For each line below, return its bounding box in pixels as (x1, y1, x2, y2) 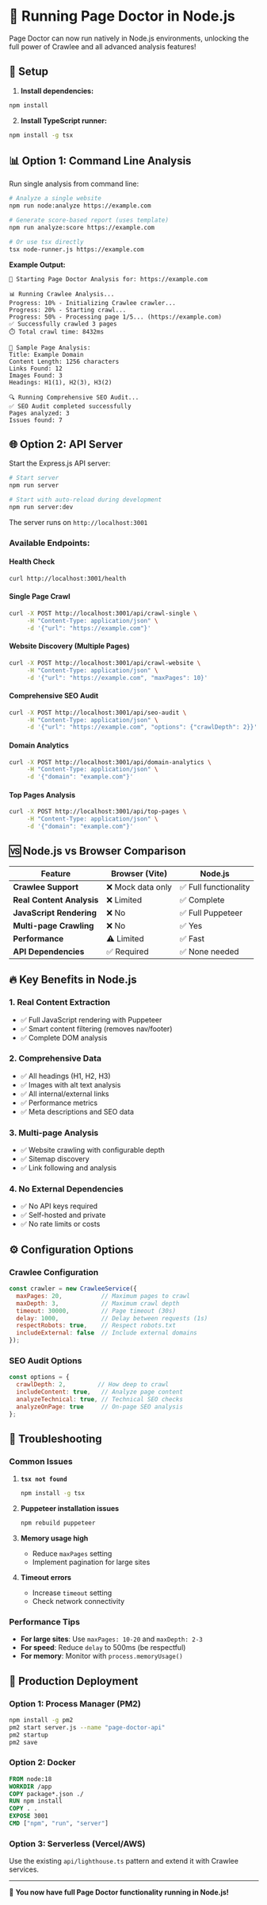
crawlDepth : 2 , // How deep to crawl (16, 1381, 170, 1389)
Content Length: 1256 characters (9, 357, 120, 365)
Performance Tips (9, 1617, 80, 1627)
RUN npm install (9, 1797, 63, 1806)
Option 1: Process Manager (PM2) (9, 1698, 141, 1709)
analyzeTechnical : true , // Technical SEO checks (16, 1396, 183, 1404)
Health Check (9, 557, 55, 566)
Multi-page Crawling (13, 920, 94, 931)
